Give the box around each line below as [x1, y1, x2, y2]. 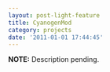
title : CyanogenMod [8, 19, 72, 27]
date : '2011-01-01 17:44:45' [8, 33, 104, 41]
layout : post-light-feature [8, 11, 101, 20]
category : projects [8, 26, 72, 34]
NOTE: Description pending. [8, 55, 100, 64]
